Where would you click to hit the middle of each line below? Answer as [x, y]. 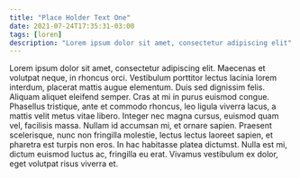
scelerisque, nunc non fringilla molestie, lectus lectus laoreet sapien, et [141, 135]
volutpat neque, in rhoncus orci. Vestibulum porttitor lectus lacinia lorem [143, 78]
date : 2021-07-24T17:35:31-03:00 [72, 26]
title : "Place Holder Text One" [70, 18]
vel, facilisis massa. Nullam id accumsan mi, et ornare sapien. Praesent [141, 126]
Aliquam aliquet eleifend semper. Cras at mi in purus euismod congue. [140, 97]
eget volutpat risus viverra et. [64, 164]
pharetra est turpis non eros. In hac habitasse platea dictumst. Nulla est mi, [149, 145]
